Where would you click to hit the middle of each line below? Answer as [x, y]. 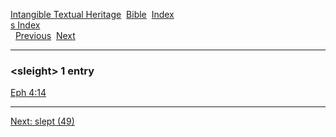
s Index [25, 25]
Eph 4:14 [28, 93]
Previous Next [45, 35]
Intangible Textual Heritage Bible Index [92, 14]
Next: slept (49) [42, 121]
